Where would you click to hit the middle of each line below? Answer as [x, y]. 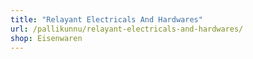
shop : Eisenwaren [46, 38]
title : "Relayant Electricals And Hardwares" [106, 19]
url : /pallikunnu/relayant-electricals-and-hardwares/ [127, 29]
